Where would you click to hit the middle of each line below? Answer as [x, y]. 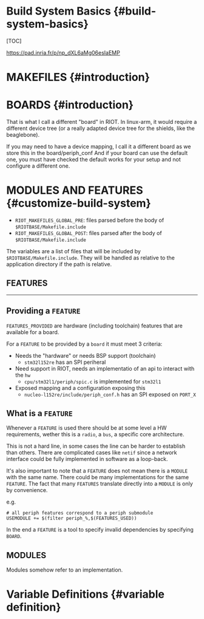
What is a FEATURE [39, 413]
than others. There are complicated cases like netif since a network [92, 453]
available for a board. [33, 332]
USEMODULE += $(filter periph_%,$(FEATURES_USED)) [72, 518]
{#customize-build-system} [79, 203]
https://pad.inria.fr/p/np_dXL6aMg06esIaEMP [63, 52]
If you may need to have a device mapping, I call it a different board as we [99, 146]
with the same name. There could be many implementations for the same [98, 477]
